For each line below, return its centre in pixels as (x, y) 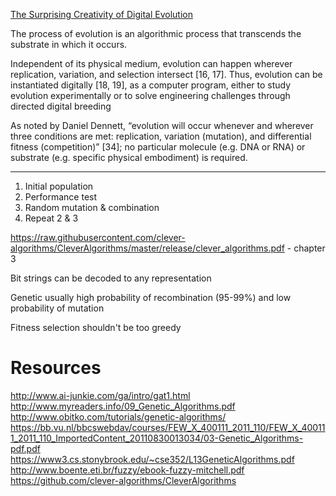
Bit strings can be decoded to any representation (111, 278)
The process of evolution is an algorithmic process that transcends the (156, 33)
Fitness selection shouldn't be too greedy (96, 327)
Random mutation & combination (92, 207)
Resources (56, 368)
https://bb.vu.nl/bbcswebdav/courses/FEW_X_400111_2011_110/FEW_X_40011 (168, 427)
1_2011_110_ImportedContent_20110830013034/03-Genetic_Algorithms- (157, 438)
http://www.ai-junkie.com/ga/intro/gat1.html (100, 395)
